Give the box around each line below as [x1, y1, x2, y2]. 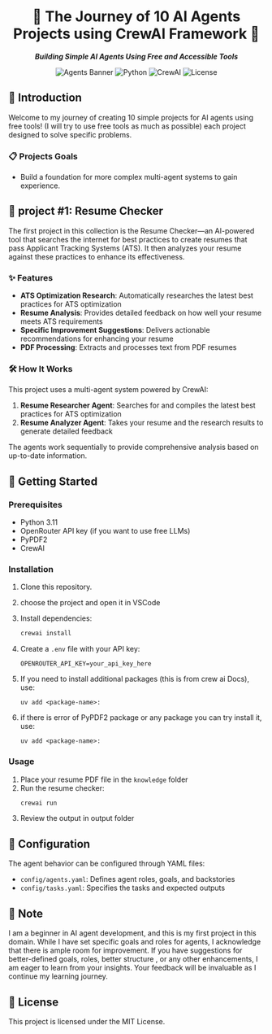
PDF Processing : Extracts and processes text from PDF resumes [19, 342, 237, 352]
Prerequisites [8, 499, 63, 510]
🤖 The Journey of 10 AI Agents [32, 7, 241, 26]
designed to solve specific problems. [8, 129, 132, 139]
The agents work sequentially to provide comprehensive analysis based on [8, 443, 259, 452]
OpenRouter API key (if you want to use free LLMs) [19, 526, 191, 536]
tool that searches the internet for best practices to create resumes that [8, 234, 248, 244]
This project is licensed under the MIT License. [8, 1016, 166, 1026]
